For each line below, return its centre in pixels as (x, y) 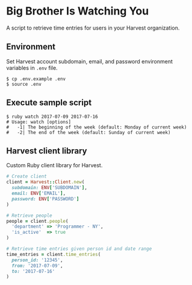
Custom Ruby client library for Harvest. (54, 165)
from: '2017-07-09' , (37, 266)
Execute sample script (49, 103)
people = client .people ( (37, 221)
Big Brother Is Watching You (78, 11)
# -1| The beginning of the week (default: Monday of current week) (97, 127)
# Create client (26, 176)
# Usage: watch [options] (39, 122)
